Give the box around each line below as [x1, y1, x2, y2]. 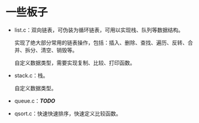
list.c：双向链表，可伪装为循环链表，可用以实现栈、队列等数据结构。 [14, 26, 184, 33]
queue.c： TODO [14, 97, 55, 104]
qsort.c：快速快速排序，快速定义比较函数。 [14, 110, 122, 117]
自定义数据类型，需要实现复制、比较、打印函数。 [14, 59, 135, 66]
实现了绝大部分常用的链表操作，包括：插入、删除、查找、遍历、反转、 [14, 39, 188, 46]
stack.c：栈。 [14, 72, 49, 79]
